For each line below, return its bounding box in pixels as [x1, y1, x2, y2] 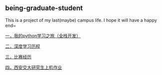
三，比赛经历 [5, 54, 31, 60]
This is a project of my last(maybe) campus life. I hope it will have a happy [5, 17, 157, 23]
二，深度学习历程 [5, 43, 40, 49]
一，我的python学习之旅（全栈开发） [5, 32, 81, 39]
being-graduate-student [5, 4, 83, 12]
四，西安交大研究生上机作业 [5, 64, 62, 70]
